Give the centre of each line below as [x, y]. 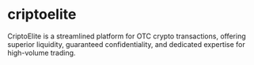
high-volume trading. [42, 52]
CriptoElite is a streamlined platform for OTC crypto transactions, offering [127, 36]
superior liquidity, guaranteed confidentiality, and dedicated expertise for [127, 44]
